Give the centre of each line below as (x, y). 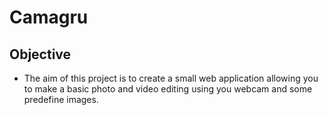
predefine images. (61, 99)
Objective (40, 54)
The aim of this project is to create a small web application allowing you (171, 78)
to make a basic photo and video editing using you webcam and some (168, 89)
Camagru (49, 17)
